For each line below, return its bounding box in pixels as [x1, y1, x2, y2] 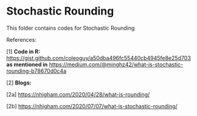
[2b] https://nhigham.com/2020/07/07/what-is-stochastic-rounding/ [6, 102, 178, 110]
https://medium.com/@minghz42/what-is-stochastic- [49, 61, 184, 68]
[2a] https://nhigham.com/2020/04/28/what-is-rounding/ [6, 90, 150, 98]
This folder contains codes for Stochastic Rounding [6, 24, 135, 32]
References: [6, 36, 36, 43]
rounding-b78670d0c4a [6, 67, 67, 74]
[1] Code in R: [6, 47, 41, 55]
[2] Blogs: [6, 79, 32, 86]
